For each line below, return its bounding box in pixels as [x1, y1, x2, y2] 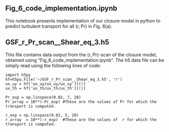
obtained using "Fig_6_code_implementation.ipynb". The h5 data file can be [5, 57, 164, 63]
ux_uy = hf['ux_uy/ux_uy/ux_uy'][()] [5, 81, 86, 86]
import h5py [5, 72, 31, 77]
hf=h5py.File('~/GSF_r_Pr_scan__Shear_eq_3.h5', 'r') [5, 77, 123, 82]
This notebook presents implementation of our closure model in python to [5, 17, 161, 24]
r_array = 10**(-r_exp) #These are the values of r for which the [5, 117, 157, 122]
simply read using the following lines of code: [5, 62, 101, 69]
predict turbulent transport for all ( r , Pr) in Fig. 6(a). [5, 23, 113, 29]
